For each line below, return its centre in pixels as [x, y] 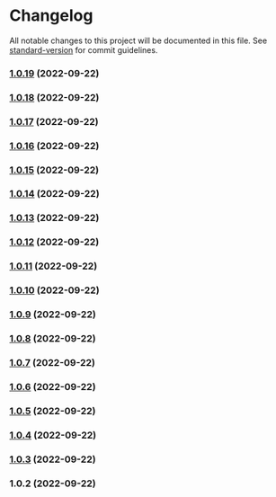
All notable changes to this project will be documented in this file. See [138, 40]
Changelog [51, 16]
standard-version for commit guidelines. [84, 49]
